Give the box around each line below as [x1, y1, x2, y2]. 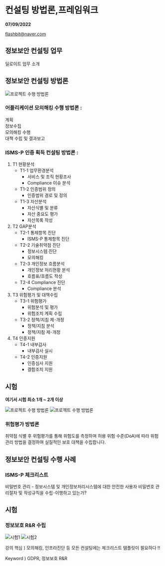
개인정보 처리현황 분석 [27, 267, 71, 273]
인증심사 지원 [27, 360, 53, 366]
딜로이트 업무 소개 [5, 61, 40, 67]
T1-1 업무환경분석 [19, 168, 54, 174]
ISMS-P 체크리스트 [5, 471, 49, 478]
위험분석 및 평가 [27, 304, 58, 310]
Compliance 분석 [27, 285, 61, 291]
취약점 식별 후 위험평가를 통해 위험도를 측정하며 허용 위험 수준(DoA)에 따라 [5, 433, 150, 439]
